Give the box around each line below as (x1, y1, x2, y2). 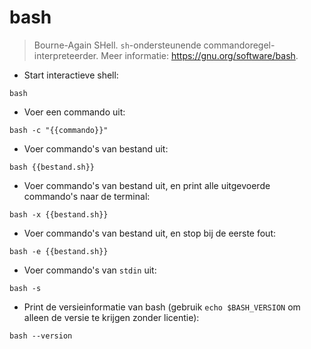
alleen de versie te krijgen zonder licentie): (23, 311, 200, 323)
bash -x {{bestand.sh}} (9, 209, 109, 220)
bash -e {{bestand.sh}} (9, 246, 109, 256)
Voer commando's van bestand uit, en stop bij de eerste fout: (23, 227, 277, 239)
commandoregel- (203, 39, 276, 51)
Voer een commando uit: (23, 106, 126, 118)
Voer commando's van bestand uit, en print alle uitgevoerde (23, 179, 271, 191)
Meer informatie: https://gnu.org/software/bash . (100, 49, 299, 61)
